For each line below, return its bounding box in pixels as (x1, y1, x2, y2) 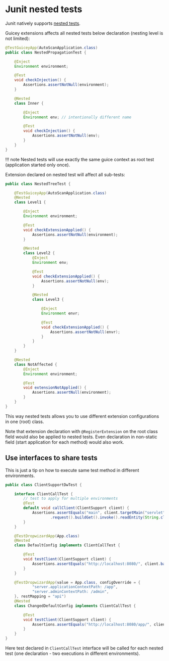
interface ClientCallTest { (14, 491, 73, 496)
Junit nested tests (5, 4, 82, 15)
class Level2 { (23, 251, 55, 256)
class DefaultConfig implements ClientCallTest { (14, 543, 121, 548)
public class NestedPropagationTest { (5, 50, 87, 55)
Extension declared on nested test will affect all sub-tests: (5, 171, 125, 177)
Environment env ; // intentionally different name (23, 115, 132, 120)
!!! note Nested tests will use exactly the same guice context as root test (5, 156, 154, 162)
